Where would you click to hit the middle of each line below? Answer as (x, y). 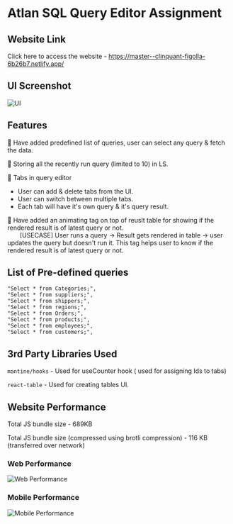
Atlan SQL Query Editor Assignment (115, 13)
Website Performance (57, 407)
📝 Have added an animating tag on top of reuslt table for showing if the (111, 220)
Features (27, 126)
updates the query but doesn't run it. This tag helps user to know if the (110, 243)
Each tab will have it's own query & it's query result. (93, 206)
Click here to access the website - (57, 56)
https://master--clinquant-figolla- (157, 56)
